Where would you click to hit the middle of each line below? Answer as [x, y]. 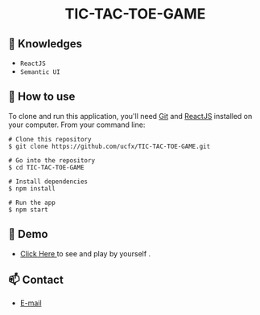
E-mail [31, 303]
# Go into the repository [52, 160]
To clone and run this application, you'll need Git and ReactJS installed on [130, 116]
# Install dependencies [48, 182]
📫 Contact [36, 280]
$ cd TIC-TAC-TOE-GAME [46, 167]
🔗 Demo [28, 234]
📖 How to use [42, 97]
